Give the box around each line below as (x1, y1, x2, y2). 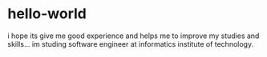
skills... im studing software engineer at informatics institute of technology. (7, 39, 254, 48)
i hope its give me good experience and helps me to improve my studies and (7, 31, 260, 40)
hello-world (7, 5, 87, 23)
